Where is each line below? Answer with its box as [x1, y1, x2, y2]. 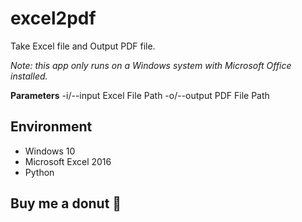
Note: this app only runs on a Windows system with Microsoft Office [10, 59, 292, 71]
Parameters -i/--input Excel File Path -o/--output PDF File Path [10, 89, 270, 101]
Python [24, 166, 55, 178]
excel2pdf [10, 7, 97, 30]
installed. [10, 70, 48, 82]
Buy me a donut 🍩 [10, 195, 122, 212]
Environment [10, 118, 93, 136]
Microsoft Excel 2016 [24, 155, 112, 167]
